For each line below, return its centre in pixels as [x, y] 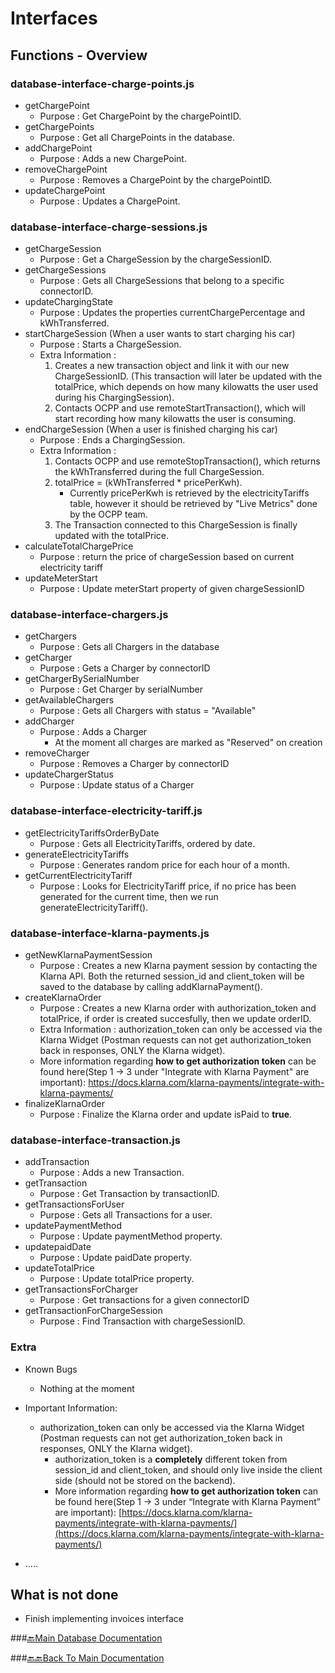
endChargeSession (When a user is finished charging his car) [151, 429]
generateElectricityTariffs [77, 854]
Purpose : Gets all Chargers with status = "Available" [148, 711]
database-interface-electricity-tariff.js [106, 811]
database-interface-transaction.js [95, 1140]
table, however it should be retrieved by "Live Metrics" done [193, 504]
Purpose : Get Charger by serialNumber [121, 689]
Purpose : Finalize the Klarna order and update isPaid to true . [166, 1114]
